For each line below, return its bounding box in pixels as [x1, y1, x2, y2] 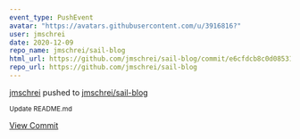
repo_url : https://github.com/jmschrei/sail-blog [9, 63, 198, 72]
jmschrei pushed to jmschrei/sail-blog [9, 86, 149, 98]
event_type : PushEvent [9, 12, 94, 22]
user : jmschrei [9, 29, 66, 38]
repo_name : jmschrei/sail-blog [9, 46, 126, 55]
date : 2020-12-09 [9, 37, 74, 47]
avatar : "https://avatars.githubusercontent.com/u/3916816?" [9, 21, 242, 30]
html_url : [9, 54, 46, 63]
